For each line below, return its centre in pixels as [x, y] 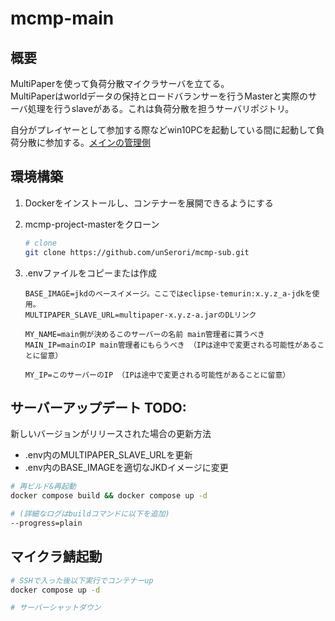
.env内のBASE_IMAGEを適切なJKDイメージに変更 [126, 468]
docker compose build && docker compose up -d [109, 496]
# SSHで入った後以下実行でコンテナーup [82, 580]
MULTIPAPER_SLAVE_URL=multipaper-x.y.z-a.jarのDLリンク [140, 315]
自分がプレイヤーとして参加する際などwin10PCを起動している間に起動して [163, 130]
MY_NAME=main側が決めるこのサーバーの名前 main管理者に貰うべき [144, 334]
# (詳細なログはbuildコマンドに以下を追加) [90, 514]
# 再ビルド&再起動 [43, 487]
